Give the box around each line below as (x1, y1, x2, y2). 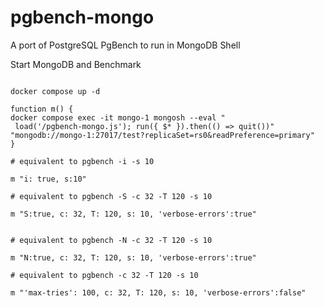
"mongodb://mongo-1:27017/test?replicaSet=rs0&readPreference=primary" (10, 130, 315, 140)
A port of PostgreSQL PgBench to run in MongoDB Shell (10, 39, 241, 51)
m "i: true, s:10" (10, 174, 87, 184)
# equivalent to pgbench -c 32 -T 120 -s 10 (10, 270, 199, 280)
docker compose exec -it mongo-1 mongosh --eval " (10, 112, 226, 123)
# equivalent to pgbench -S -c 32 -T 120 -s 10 (10, 191, 213, 201)
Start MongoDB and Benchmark (10, 58, 142, 70)
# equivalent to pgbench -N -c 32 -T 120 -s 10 (10, 235, 213, 245)
